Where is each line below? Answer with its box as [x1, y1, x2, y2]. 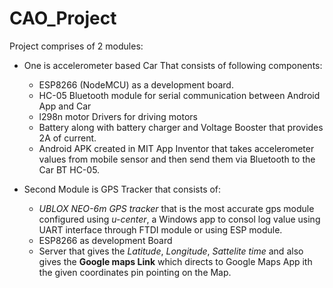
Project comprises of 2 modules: [9, 40, 144, 52]
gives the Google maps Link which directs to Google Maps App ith [38, 255, 313, 267]
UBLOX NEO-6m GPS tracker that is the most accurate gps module [38, 202, 315, 214]
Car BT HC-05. [38, 163, 101, 176]
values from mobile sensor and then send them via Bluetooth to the [38, 153, 316, 165]
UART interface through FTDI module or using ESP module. [38, 223, 283, 236]
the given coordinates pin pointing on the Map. [38, 266, 232, 278]
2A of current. [38, 132, 97, 144]
